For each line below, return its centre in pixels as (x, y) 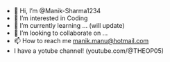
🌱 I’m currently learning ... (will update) (69, 25)
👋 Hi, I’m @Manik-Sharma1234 (57, 11)
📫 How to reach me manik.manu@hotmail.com (81, 41)
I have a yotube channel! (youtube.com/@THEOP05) (89, 51)
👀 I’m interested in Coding (51, 18)
